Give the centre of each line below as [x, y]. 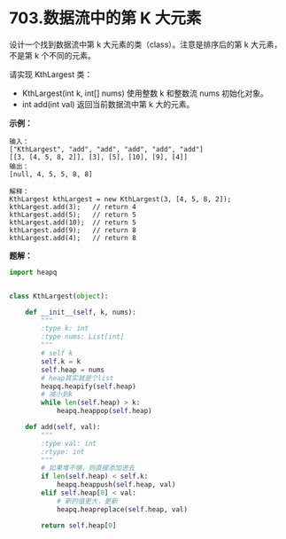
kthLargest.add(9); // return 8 [73, 230]
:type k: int [65, 329]
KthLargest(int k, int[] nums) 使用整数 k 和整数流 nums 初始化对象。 [145, 93]
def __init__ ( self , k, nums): [81, 312]
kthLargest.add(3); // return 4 [73, 207]
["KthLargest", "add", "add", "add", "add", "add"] [106, 149]
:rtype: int [63, 452]
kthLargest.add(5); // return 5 [73, 215]
